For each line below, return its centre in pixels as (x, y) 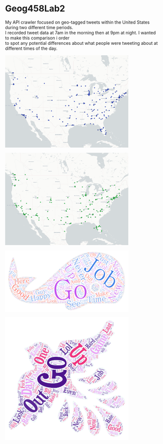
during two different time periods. (39, 27)
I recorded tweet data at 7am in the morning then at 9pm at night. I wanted (81, 32)
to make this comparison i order (37, 38)
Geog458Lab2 (35, 9)
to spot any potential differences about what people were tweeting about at (81, 43)
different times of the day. (31, 48)
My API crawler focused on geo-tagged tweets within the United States (78, 22)
